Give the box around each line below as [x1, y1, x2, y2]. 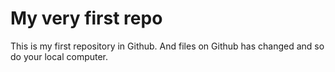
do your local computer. [10, 50, 109, 62]
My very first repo [10, 7, 163, 30]
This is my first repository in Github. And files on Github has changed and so [10, 40, 325, 52]
